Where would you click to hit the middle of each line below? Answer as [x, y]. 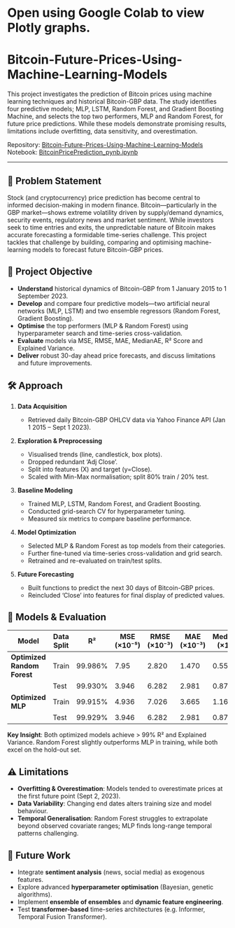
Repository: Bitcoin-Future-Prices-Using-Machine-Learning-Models [105, 145]
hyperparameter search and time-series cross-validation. [100, 333]
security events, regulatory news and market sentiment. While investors [111, 220]
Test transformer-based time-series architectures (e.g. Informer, [111, 909]
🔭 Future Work [39, 855]
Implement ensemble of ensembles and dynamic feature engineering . [120, 902]
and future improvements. [55, 363]
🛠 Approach [35, 386]
